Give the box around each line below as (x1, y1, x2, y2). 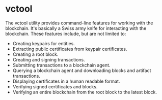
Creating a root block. (12, 51, 59, 57)
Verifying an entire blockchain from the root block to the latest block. (12, 89, 157, 95)
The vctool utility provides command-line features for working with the (5, 20, 153, 26)
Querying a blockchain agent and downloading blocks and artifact (12, 67, 151, 74)
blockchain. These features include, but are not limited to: (5, 30, 126, 37)
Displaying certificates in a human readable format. (12, 78, 120, 84)
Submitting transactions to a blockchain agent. (12, 62, 111, 68)
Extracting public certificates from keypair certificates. (12, 46, 127, 52)
